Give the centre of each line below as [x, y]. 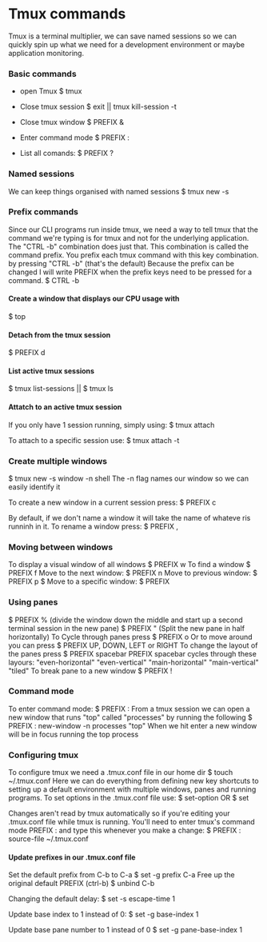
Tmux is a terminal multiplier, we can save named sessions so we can [123, 36]
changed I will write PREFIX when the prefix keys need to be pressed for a [130, 272]
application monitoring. [46, 53]
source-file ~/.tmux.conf [49, 839]
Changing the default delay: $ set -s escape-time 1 [92, 899]
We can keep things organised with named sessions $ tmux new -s [119, 191]
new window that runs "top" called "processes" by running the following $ [131, 717]
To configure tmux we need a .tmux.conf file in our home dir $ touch [121, 772]
